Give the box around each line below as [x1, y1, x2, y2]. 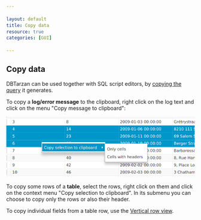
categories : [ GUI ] [6, 35, 52, 41]
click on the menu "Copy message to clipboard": [6, 104, 126, 111]
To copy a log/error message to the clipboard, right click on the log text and [6, 98, 194, 105]
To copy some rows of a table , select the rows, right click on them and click [6, 183, 193, 190]
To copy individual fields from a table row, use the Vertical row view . [6, 207, 174, 214]
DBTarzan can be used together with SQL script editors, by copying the [6, 80, 182, 87]
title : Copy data [6, 22, 50, 28]
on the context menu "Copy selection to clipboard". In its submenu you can [6, 189, 191, 196]
